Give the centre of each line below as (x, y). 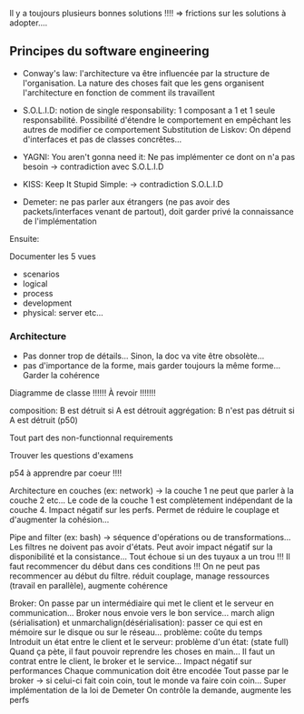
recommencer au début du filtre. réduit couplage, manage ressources (140, 576)
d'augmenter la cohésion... (59, 520)
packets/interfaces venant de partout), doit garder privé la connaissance (158, 211)
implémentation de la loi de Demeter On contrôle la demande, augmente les (151, 690)
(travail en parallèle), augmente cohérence (88, 586)
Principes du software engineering (109, 51)
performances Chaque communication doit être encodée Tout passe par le (149, 671)
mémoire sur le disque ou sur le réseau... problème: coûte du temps (136, 632)
